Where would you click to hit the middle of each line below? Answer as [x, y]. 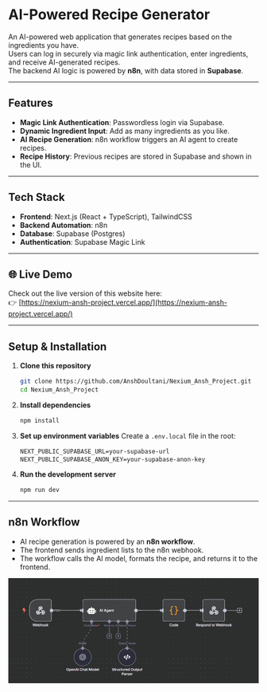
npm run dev [39, 490]
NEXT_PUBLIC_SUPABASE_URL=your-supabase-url [95, 451]
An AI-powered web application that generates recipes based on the [120, 37]
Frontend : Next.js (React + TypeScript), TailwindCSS [106, 216]
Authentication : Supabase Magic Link [82, 242]
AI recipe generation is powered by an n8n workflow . [107, 541]
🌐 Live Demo [41, 274]
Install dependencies [55, 405]
